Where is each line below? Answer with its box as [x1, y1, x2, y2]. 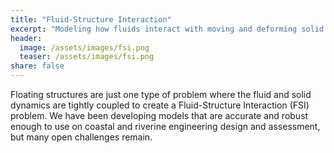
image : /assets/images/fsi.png [19, 42, 150, 53]
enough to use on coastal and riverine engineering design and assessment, [10, 121, 321, 132]
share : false [10, 61, 65, 71]
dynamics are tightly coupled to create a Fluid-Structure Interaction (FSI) [10, 99, 310, 111]
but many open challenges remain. [10, 131, 153, 143]
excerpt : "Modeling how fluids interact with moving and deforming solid [10, 24, 325, 34]
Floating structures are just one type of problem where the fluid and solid [10, 89, 312, 100]
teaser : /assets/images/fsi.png [19, 52, 155, 62]
